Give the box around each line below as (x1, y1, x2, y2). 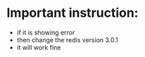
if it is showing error (16, 28, 75, 37)
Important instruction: (6, 5, 139, 21)
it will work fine (16, 43, 61, 51)
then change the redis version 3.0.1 (16, 35, 118, 44)
